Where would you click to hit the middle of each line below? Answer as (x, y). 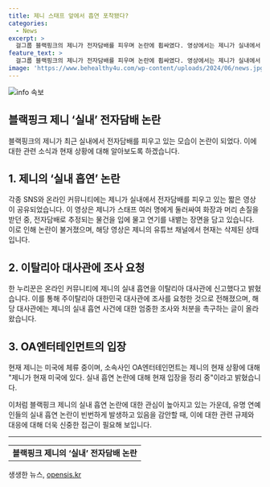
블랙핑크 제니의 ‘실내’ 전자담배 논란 (75, 453)
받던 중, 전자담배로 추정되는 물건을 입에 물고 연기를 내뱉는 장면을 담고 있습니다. (131, 220)
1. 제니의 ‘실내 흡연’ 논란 (64, 178)
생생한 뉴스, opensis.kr (45, 475)
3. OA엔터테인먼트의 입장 (67, 347)
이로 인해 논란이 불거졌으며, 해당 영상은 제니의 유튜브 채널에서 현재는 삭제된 (126, 229)
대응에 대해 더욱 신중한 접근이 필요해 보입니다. (80, 425)
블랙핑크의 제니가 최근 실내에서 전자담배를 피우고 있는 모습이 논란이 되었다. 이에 (133, 141)
